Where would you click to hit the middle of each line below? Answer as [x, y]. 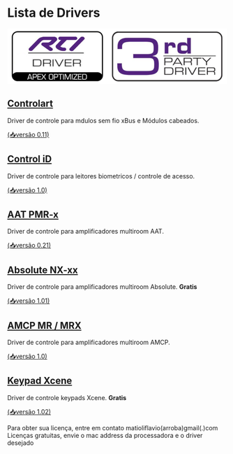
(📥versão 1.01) [29, 301]
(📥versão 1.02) [29, 411]
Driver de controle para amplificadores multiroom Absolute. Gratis [102, 287]
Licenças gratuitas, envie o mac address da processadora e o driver [105, 435]
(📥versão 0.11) [28, 134]
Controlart [30, 104]
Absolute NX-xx [43, 270]
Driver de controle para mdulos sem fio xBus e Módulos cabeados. [103, 120]
